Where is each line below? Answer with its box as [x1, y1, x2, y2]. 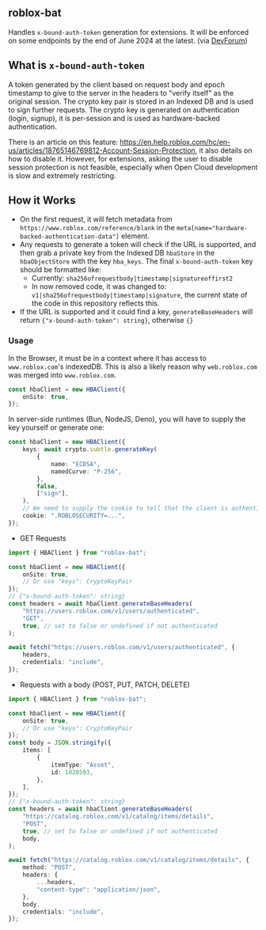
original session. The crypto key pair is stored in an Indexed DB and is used [8, 97, 254, 106]
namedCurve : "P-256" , [50, 467, 123, 476]
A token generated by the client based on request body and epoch [8, 79, 226, 89]
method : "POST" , [22, 864, 77, 871]
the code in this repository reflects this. [31, 298, 160, 308]
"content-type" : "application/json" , [36, 886, 161, 894]
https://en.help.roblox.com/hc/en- [120, 137, 231, 146]
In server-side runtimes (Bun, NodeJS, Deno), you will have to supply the [8, 415, 246, 424]
